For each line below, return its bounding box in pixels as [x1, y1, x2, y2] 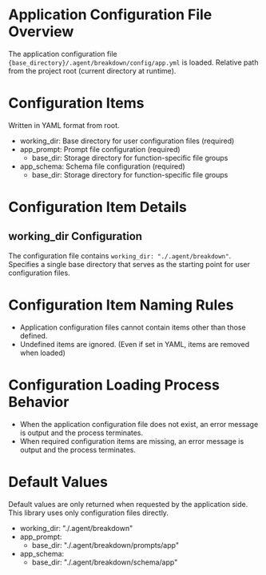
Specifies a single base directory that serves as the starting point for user [8, 259, 250, 269]
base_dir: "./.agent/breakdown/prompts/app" [31, 540, 180, 549]
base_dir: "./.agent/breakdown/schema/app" [31, 557, 178, 567]
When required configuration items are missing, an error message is [19, 436, 244, 445]
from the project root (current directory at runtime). [8, 66, 177, 75]
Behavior [8, 393, 69, 411]
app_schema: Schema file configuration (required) [19, 162, 185, 171]
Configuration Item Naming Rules [8, 296, 234, 314]
